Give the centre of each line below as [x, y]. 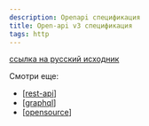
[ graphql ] [39, 103]
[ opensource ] [47, 113]
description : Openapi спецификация [75, 17]
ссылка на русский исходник [64, 59]
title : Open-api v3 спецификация [71, 26]
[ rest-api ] [39, 93]
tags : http [29, 34]
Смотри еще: [34, 76]
